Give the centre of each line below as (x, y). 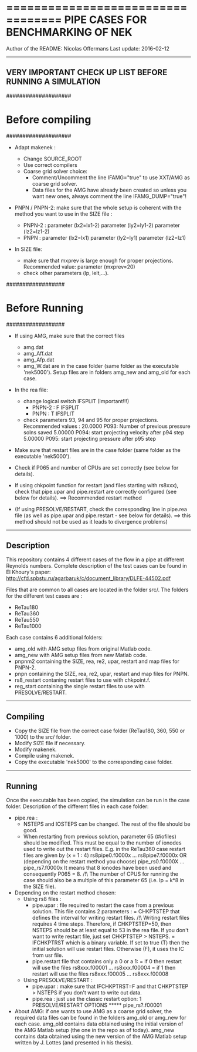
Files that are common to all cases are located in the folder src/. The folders (97, 590)
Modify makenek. (35, 749)
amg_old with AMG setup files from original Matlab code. (83, 649)
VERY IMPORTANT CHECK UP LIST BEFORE (87, 73)
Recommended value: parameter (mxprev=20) (79, 267)
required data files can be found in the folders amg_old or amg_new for (100, 1018)
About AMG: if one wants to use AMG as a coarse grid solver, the (93, 1011)
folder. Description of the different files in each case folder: (77, 806)
